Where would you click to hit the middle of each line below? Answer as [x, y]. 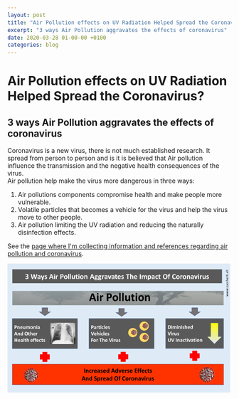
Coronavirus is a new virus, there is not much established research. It [109, 151]
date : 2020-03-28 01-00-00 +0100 [57, 38]
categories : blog [33, 45]
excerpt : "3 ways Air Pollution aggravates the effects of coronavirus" [117, 30]
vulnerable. [34, 202]
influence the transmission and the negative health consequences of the [113, 166]
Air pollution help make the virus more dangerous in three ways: [101, 181]
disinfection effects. [47, 233]
